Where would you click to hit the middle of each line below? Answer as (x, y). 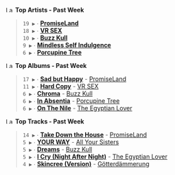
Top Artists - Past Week (49, 10)
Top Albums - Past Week (51, 66)
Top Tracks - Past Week (49, 121)
